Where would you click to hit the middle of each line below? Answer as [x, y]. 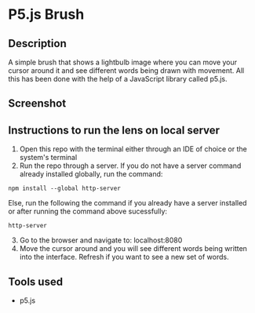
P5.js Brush [46, 15]
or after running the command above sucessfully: [87, 211]
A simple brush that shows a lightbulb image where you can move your [123, 62]
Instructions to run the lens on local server [114, 130]
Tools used [36, 281]
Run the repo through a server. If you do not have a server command [130, 166]
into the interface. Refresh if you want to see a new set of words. [124, 257]
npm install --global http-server [65, 189]
